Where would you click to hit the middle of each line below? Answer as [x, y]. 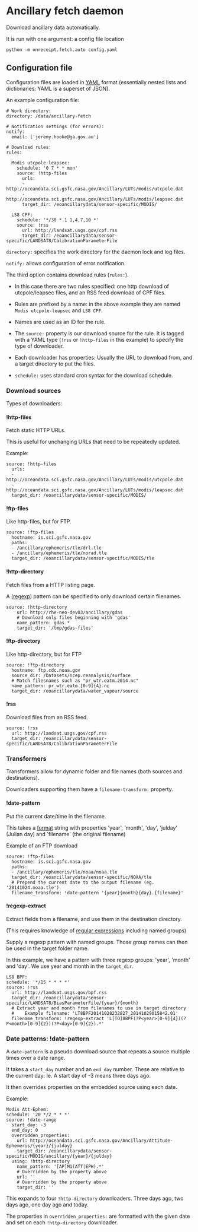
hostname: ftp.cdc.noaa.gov [46, 670]
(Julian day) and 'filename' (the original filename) [66, 834]
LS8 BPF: [17, 977]
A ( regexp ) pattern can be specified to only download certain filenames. [94, 596]
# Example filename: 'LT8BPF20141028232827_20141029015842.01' [95, 1013]
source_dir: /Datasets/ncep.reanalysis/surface [71, 675]
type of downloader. [39, 346]
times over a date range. [36, 1058]
